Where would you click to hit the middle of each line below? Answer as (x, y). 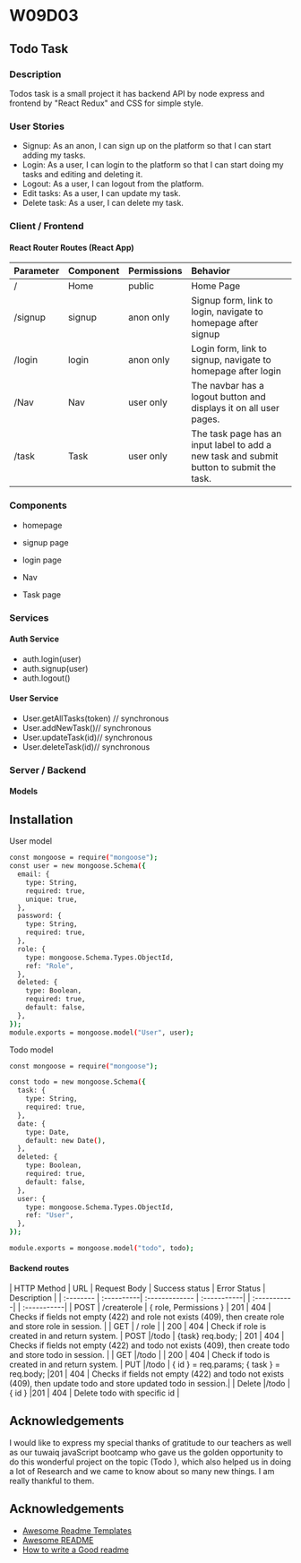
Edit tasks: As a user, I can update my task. (101, 193)
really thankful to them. (52, 1481)
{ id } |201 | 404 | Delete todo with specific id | (95, 1393)
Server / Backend (48, 769)
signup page (45, 542)
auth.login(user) (52, 658)
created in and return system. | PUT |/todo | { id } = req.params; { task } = (145, 1365)
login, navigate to (228, 312)
